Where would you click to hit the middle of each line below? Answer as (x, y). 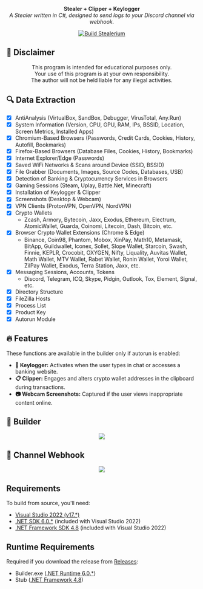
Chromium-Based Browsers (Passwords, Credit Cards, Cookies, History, (105, 138)
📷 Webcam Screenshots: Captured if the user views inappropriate (99, 394)
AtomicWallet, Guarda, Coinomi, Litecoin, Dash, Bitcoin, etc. (98, 226)
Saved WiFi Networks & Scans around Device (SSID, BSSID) (90, 165)
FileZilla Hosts (32, 298)
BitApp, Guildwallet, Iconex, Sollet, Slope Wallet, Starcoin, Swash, (106, 246)
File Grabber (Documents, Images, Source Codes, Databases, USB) (99, 172)
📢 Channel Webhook (45, 455)
